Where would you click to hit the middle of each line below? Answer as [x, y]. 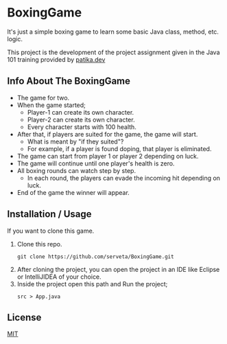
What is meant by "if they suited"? [75, 141]
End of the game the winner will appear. [73, 192]
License [24, 317]
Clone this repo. [39, 244]
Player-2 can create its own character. [81, 119]
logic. [15, 38]
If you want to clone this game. [51, 231]
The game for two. [43, 98]
